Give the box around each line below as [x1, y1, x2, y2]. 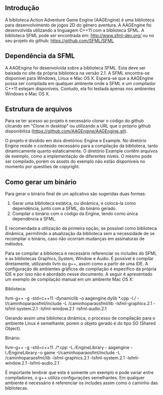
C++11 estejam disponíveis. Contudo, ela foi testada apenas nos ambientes [5, 86, 156, 91]
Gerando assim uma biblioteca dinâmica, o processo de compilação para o [5, 315, 155, 321]
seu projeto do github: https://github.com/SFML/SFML [5, 38, 114, 44]
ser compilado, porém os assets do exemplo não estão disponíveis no [5, 158, 145, 164]
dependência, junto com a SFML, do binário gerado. [12, 205, 117, 212]
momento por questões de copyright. [5, 164, 80, 170]
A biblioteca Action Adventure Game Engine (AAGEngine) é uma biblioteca [5, 17, 155, 22]
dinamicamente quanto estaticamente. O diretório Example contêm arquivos [5, 148, 158, 154]
